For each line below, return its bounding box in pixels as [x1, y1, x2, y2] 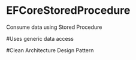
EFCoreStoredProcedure [6, 4, 131, 17]
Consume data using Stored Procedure [6, 23, 102, 31]
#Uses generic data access [6, 35, 74, 42]
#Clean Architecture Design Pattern [6, 46, 94, 54]
